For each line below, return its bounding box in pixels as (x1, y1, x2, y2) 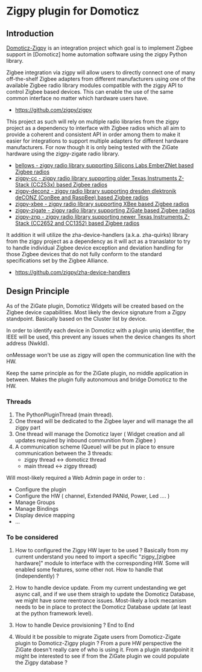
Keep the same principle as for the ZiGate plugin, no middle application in (6, 369, 189, 376)
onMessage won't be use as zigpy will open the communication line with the (6, 351, 196, 358)
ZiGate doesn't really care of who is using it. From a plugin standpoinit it (14, 646, 194, 653)
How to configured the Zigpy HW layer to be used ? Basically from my (14, 547, 189, 554)
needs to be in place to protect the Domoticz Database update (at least (14, 603, 192, 611)
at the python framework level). (14, 610, 93, 617)
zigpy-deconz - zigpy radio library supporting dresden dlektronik (14, 187, 177, 195)
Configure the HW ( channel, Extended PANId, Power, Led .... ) (14, 493, 170, 500)
